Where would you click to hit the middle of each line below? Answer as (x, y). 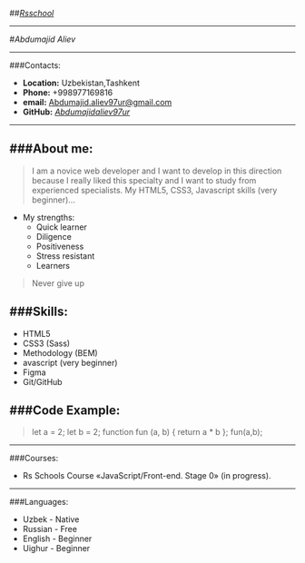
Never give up (58, 283)
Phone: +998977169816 (68, 93)
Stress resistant (65, 256)
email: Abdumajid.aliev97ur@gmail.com (97, 102)
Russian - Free (49, 529)
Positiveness (60, 246)
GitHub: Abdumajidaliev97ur (76, 112)
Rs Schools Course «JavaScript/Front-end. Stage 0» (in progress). (147, 476)
